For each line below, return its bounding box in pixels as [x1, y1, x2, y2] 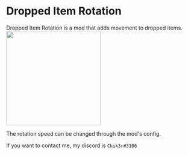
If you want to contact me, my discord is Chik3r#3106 [6, 142, 137, 149]
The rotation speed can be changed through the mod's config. [6, 130, 161, 137]
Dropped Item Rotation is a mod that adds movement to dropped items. [6, 24, 183, 31]
